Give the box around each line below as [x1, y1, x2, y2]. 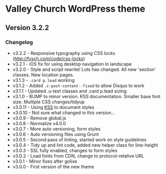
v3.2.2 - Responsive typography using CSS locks [12, 50, 116, 56]
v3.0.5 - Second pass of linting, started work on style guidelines [12, 136, 147, 142]
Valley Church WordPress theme [5, 3, 146, 15]
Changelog [5, 39, 33, 46]
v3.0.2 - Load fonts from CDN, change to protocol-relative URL [12, 153, 145, 159]
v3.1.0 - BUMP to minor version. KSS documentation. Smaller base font [12, 93, 161, 99]
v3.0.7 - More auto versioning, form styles [12, 126, 101, 132]
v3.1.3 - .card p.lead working [12, 77, 75, 83]
